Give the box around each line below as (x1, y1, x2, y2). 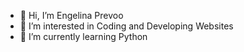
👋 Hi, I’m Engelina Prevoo (19, 10, 124, 21)
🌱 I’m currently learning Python (19, 31, 148, 42)
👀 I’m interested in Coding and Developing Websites (19, 20, 234, 32)
